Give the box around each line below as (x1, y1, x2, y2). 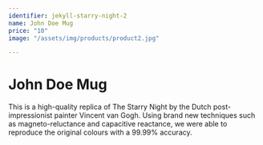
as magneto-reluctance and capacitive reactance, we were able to (8, 119, 228, 129)
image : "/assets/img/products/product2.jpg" (8, 34, 160, 42)
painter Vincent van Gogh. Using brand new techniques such (54, 111, 256, 120)
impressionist (8, 111, 53, 120)
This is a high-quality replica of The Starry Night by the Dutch (8, 102, 212, 112)
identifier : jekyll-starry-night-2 (8, 11, 127, 20)
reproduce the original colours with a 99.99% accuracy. (8, 127, 192, 137)
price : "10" (8, 26, 48, 34)
